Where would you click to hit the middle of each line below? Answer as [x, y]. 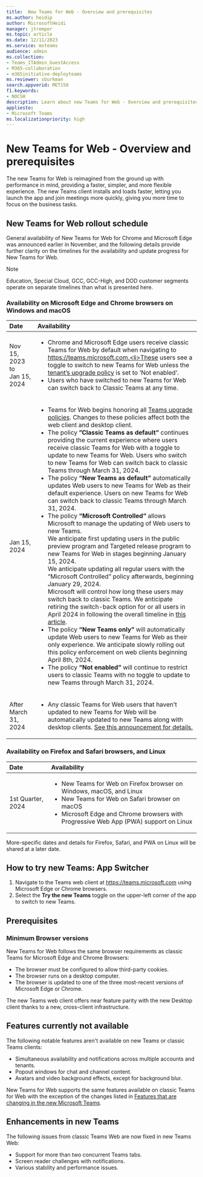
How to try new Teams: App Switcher [78, 868]
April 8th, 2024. [70, 660]
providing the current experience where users [113, 440]
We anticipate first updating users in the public [114, 539]
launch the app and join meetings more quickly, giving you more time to [95, 198]
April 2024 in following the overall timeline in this [117, 615]
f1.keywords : [23, 91]
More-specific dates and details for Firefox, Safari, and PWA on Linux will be [101, 842]
